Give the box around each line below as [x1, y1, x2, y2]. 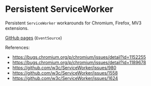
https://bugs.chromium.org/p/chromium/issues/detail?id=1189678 [12, 59, 147, 65]
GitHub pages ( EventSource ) [5, 35, 62, 41]
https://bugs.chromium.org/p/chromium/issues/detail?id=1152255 [12, 54, 146, 60]
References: [5, 44, 30, 50]
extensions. [5, 25, 29, 31]
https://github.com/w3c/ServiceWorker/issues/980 [12, 65, 116, 71]
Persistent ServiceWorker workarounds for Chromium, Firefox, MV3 [5, 20, 142, 26]
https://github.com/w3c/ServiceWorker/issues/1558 [12, 70, 118, 76]
